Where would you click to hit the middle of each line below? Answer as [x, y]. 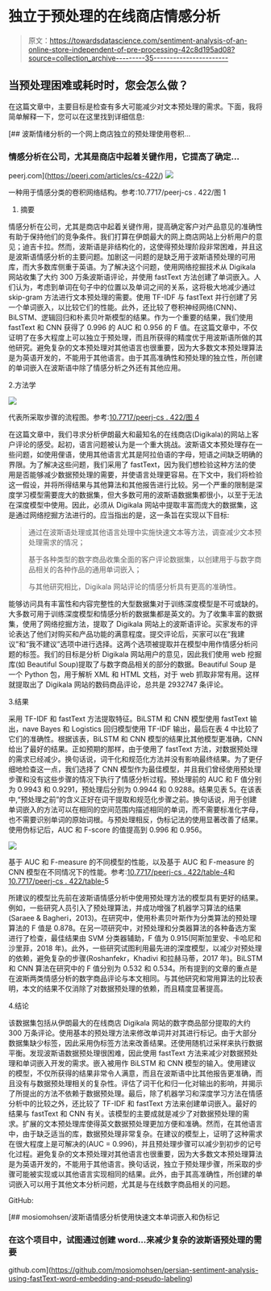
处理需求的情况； [56, 542]
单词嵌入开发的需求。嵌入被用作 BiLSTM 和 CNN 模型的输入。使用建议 [139, 1063]
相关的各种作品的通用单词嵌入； [88, 570]
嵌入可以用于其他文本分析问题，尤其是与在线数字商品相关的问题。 [125, 1184]
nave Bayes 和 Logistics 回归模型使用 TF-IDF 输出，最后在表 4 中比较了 [141, 729]
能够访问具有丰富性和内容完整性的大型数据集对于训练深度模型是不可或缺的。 [135, 604]
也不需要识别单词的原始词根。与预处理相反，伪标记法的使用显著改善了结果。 [135, 820]
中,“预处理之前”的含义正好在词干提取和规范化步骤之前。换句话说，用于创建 [133, 800]
